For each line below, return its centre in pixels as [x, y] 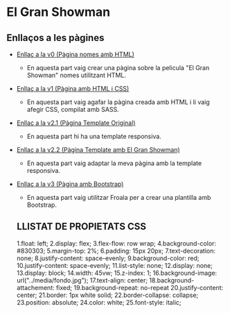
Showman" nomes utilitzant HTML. [76, 75]
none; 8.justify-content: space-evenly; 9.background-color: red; [108, 258]
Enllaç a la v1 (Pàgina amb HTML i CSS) [73, 88]
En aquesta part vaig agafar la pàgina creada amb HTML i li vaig [118, 102]
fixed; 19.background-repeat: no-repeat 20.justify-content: [140, 287]
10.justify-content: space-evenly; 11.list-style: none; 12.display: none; [114, 265]
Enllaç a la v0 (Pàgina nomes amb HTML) [75, 54]
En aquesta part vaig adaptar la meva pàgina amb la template [114, 163]
